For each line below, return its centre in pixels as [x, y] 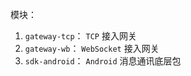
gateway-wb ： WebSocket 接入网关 [92, 48]
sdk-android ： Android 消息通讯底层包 [103, 61]
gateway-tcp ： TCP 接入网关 [80, 36]
